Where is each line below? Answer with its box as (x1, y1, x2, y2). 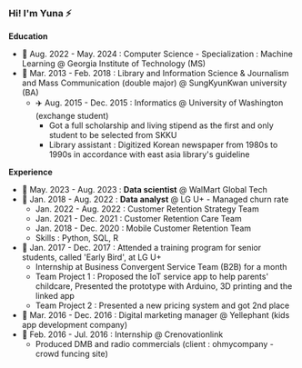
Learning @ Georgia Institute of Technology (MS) (21, 58, 206, 69)
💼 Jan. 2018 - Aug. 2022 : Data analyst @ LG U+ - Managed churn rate (21, 194, 289, 205)
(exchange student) (35, 111, 109, 122)
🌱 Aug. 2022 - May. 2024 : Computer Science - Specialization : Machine (21, 48, 293, 60)
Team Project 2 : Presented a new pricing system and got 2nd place (35, 300, 290, 311)
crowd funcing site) (35, 348, 108, 360)
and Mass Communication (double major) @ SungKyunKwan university (21, 77, 287, 88)
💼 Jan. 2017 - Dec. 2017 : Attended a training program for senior (21, 243, 262, 254)
